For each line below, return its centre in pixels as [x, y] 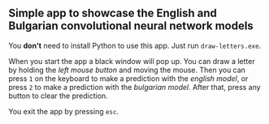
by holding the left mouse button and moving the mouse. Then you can [127, 70]
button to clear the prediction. [58, 96]
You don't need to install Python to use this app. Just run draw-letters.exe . [135, 45]
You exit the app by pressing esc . [64, 111]
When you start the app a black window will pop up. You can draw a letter [132, 61]
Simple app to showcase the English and [113, 13]
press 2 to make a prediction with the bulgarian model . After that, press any [135, 87]
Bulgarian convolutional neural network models [131, 26]
